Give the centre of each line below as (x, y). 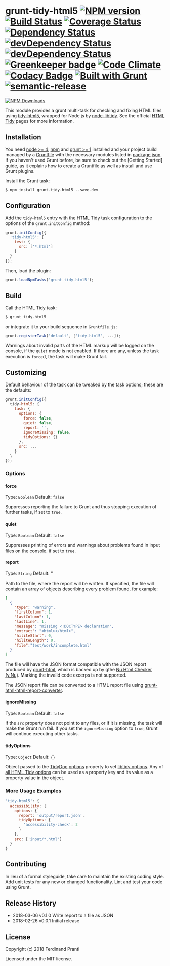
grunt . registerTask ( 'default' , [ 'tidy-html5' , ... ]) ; (63, 336)
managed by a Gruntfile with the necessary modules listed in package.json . (83, 154)
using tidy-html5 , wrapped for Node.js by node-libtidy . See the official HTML (85, 116)
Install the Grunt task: (28, 181)
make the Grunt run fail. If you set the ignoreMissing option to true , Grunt (81, 728)
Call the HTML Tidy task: (31, 308)
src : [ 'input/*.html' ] (38, 839)
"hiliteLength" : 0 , (35, 640)
